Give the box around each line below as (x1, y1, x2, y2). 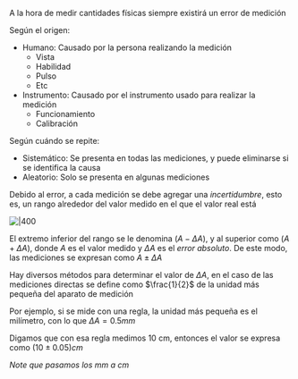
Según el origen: (9, 25, 70, 35)
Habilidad (35, 62, 72, 72)
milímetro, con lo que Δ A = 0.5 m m (9, 316, 136, 325)
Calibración (35, 118, 79, 129)
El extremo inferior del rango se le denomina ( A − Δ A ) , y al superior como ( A (9, 233, 290, 244)
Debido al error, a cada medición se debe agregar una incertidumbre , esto (9, 189, 283, 199)
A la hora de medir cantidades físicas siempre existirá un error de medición (9, 8, 286, 18)
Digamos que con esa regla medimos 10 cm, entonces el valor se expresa (9, 333, 281, 343)
